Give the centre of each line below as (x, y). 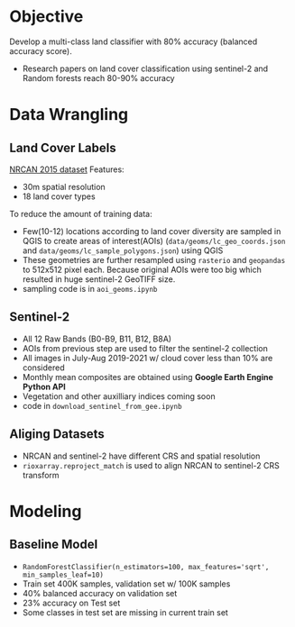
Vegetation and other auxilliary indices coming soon (119, 396)
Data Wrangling (69, 115)
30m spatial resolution (64, 186)
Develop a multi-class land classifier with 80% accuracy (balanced (134, 41)
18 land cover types (59, 196)
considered (43, 368)
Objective (46, 17)
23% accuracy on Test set (71, 603)
